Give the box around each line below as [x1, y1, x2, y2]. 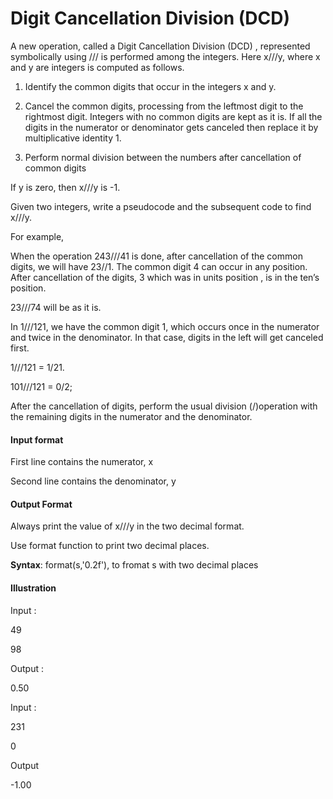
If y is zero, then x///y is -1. [10, 181, 121, 193]
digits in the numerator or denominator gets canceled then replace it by [24, 121, 319, 133]
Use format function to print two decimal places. [10, 540, 210, 552]
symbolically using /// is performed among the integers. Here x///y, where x [10, 50, 321, 62]
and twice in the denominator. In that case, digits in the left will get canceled [10, 331, 324, 343]
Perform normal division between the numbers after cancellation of [24, 151, 302, 163]
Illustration [10, 582, 57, 594]
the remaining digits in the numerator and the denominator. [10, 410, 253, 422]
